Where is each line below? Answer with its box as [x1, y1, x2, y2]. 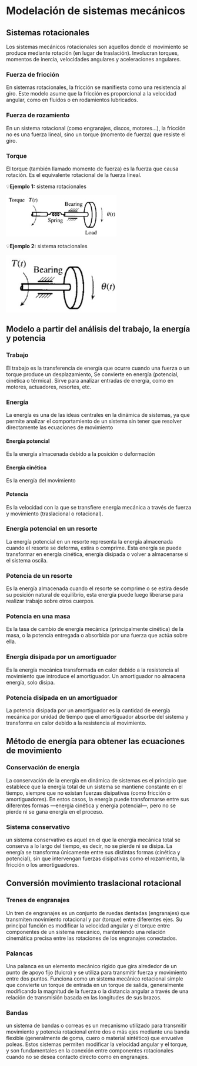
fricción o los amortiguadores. [6, 861, 79, 868]
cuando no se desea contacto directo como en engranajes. [6, 1054, 149, 1061]
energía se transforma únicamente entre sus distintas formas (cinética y [6, 848, 181, 856]
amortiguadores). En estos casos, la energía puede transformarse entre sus [6, 795, 189, 802]
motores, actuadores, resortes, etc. [6, 383, 92, 390]
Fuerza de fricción [6, 70, 59, 78]
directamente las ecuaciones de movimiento [6, 423, 113, 431]
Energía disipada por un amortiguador [6, 653, 117, 661]
